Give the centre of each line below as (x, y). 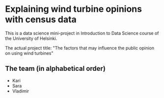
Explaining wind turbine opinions (74, 9)
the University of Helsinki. (31, 38)
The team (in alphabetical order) (55, 69)
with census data (41, 19)
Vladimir (21, 91)
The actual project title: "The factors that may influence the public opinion (80, 48)
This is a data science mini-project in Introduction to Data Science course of (82, 33)
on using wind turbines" (29, 53)
